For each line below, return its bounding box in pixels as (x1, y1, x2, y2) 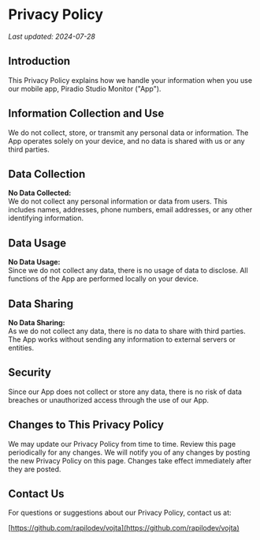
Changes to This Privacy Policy (8, 418, 164, 432)
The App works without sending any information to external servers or (8, 335, 236, 344)
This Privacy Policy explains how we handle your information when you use (8, 75, 253, 84)
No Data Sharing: (8, 318, 65, 327)
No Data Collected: (8, 188, 72, 198)
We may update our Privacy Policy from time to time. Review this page (8, 439, 236, 448)
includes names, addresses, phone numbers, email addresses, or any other (8, 205, 253, 215)
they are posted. (8, 464, 61, 474)
